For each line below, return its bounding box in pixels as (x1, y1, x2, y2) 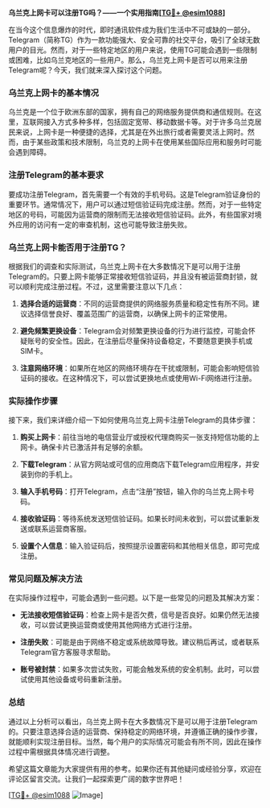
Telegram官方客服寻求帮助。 (19, 648, 115, 657)
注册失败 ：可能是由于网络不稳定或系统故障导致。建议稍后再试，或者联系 (19, 637, 260, 647)
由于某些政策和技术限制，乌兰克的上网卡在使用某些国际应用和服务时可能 (22, 137, 262, 147)
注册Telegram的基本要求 (8, 169, 104, 180)
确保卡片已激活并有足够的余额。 (41, 442, 147, 452)
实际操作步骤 (8, 395, 59, 406)
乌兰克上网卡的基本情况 (8, 87, 99, 98)
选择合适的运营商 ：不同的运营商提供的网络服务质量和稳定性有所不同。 (19, 298, 253, 309)
